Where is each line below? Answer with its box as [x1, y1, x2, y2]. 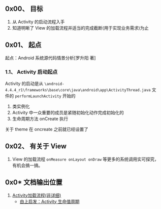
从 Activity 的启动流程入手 [12, 19, 65, 25]
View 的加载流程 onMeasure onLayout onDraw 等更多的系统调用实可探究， [12, 156, 159, 162]
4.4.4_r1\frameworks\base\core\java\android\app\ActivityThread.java [5, 87, 151, 92]
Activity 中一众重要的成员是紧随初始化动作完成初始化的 [12, 109, 124, 115]
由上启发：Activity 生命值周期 [19, 198, 80, 204]
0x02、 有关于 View [5, 142, 67, 151]
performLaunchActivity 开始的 [14, 93, 76, 99]
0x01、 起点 [5, 41, 42, 49]
